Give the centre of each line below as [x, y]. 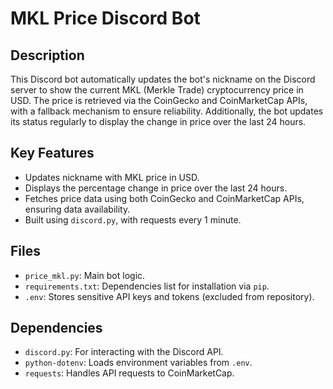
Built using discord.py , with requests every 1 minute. [133, 219]
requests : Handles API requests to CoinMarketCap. [129, 373]
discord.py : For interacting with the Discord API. [124, 352]
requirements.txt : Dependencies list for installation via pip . [147, 286]
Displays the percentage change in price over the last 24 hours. [156, 188]
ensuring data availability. [77, 209]
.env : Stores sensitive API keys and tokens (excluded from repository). [169, 296]
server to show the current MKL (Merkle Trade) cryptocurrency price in [157, 90]
